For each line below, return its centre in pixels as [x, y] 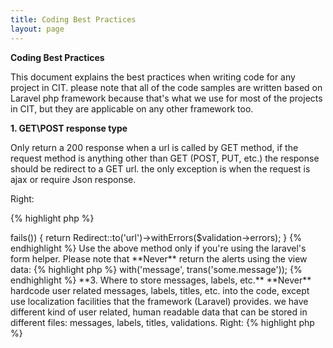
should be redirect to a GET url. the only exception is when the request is [160, 168]
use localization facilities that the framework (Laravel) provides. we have [159, 301]
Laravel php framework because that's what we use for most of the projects [166, 98]
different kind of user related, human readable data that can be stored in [159, 312]
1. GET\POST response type [69, 128]
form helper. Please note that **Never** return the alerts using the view [159, 258]
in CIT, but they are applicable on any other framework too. [132, 108]
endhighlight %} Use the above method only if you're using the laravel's [158, 248]
